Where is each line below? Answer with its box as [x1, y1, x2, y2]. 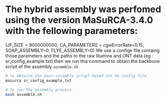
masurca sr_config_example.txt [5, 78, 72, 83]
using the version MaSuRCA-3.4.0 [5, 14, 153, 26]
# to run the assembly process [5, 87, 72, 92]
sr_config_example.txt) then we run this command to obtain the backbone [5, 58, 160, 64]
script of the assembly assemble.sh [5, 63, 79, 70]
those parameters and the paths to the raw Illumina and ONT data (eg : [5, 52, 154, 59]
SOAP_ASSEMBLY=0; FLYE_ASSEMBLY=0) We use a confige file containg [5, 47, 160, 53]
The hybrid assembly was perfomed [5, 4, 161, 15]
